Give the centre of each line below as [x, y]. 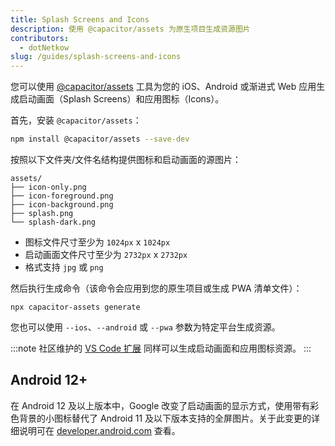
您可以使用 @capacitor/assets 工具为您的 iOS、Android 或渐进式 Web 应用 [163, 87]
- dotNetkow [44, 47]
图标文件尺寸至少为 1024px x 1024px [97, 242]
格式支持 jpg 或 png [64, 267]
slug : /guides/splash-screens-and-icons [96, 57]
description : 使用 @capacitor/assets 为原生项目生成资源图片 [130, 29]
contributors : [40, 38]
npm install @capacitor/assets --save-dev [100, 139]
